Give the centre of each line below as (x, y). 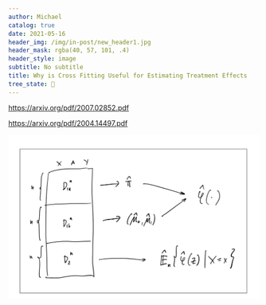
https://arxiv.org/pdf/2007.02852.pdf (69, 108)
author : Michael (35, 17)
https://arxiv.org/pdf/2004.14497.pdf (68, 123)
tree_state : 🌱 (32, 84)
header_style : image (43, 59)
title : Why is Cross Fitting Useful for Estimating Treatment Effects (128, 76)
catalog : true (32, 25)
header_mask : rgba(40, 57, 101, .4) (69, 51)
